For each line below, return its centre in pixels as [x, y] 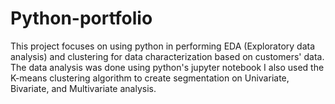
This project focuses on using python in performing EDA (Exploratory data [163, 46]
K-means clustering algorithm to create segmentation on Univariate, [150, 78]
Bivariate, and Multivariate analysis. [83, 88]
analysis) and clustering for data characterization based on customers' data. [167, 56]
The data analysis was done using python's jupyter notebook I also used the [167, 67]
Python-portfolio [81, 18]
